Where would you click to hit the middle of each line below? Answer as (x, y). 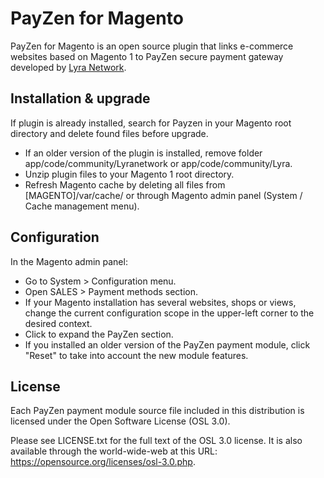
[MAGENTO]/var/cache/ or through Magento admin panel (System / (163, 195)
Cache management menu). (82, 206)
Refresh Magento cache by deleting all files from (125, 184)
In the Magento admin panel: (69, 261)
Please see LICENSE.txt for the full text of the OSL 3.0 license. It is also (156, 441)
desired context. (58, 323)
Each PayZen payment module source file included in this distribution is (157, 411)
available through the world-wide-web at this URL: (114, 451)
